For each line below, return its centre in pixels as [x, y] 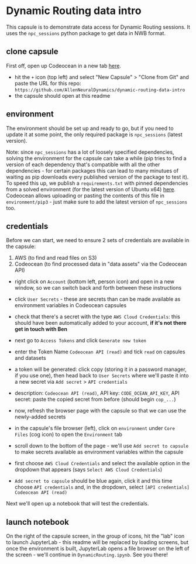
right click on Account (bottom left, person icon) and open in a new [94, 281]
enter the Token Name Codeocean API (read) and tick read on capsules [100, 352]
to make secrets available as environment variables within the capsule [99, 452]
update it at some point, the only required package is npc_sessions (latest [94, 134]
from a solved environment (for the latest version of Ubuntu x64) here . [91, 189]
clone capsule [32, 52]
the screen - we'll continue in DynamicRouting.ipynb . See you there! [87, 555]
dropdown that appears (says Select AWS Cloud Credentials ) [88, 470]
